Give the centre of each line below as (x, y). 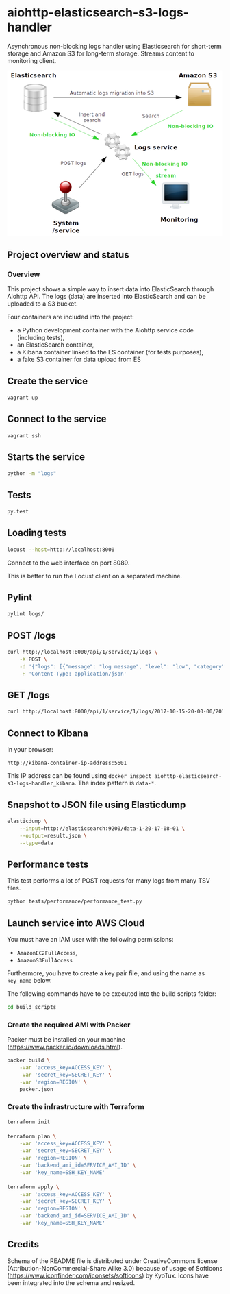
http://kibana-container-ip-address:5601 (67, 763)
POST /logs (32, 635)
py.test (18, 512)
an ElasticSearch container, (55, 345)
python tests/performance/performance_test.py (75, 902)
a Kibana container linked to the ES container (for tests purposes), (110, 352)
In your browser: (30, 750)
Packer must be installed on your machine (66, 1040)
